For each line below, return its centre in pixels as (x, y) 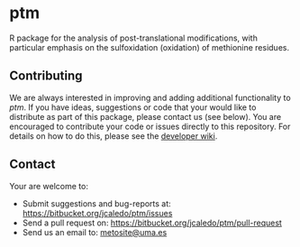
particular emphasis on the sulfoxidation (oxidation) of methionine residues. (150, 47)
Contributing (46, 76)
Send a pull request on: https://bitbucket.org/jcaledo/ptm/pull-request (152, 223)
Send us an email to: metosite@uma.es (95, 232)
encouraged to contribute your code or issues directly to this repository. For (150, 126)
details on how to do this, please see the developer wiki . (114, 136)
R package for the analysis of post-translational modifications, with (134, 38)
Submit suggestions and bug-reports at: (96, 203)
